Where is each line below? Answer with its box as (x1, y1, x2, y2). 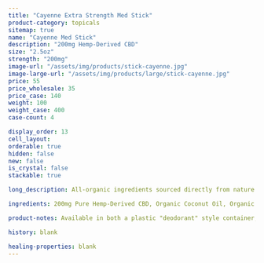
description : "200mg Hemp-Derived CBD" (8, 41, 139, 49)
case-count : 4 (8, 114, 55, 122)
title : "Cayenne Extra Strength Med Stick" (8, 11, 153, 20)
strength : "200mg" (8, 56, 68, 64)
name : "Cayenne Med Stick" (8, 33, 97, 42)
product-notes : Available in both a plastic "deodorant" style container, (8, 214, 258, 222)
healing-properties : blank (8, 243, 97, 250)
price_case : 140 (8, 92, 61, 100)
